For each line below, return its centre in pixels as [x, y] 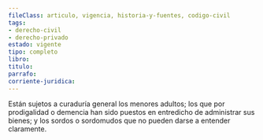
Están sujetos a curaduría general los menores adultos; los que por [117, 104]
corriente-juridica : [42, 81]
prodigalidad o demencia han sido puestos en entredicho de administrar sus [131, 112]
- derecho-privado [38, 37]
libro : [19, 60]
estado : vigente [35, 45]
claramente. [28, 129]
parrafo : [22, 74]
